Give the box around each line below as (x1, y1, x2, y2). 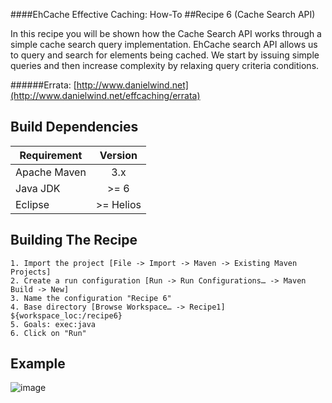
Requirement (19, 148, 83, 162)
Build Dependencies (10, 119, 139, 136)
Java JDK (15, 181, 61, 195)
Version (99, 148, 138, 162)
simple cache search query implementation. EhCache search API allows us (10, 39, 318, 50)
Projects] (10, 267, 52, 277)
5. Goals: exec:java (10, 319, 97, 329)
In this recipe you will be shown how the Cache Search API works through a (10, 28, 322, 39)
